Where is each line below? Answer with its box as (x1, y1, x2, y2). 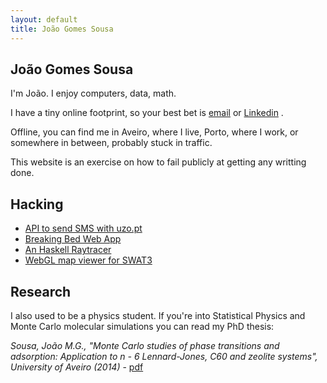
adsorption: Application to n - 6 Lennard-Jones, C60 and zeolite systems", (10, 350, 318, 362)
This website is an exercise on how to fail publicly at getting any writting (10, 156, 307, 168)
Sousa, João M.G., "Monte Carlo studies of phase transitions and (10, 339, 280, 351)
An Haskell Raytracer (24, 244, 112, 256)
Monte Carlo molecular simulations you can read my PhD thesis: (10, 320, 275, 332)
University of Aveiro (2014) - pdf (10, 361, 144, 373)
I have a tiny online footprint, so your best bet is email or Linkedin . (10, 107, 284, 119)
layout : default (10, 14, 78, 25)
